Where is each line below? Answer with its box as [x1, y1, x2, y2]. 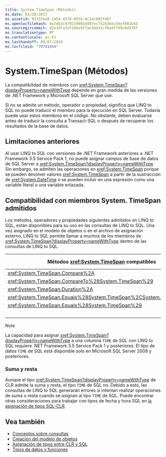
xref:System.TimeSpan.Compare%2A [7, 270, 95, 277]
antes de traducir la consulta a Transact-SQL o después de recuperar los [5, 117, 154, 124]
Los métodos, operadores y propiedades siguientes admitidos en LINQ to [5, 217, 154, 223]
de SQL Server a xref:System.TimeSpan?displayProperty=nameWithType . [5, 161, 155, 167]
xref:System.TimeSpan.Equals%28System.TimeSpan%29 [7, 302, 142, 309]
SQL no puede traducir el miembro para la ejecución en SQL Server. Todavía [5, 107, 161, 113]
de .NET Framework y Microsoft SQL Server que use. [5, 92, 113, 98]
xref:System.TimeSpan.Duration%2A [7, 286, 93, 293]
